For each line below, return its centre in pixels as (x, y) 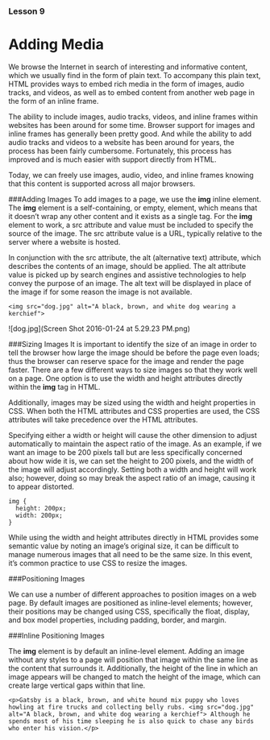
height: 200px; (41, 508)
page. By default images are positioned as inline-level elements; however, (131, 602)
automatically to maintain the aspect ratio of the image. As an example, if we (135, 444)
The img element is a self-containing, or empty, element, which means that (133, 208)
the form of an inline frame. (54, 101)
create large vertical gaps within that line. (77, 685)
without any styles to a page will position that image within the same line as (133, 659)
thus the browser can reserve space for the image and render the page (126, 361)
